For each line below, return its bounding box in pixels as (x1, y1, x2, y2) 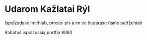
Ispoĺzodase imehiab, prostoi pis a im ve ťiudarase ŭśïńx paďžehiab (4, 20, 143, 26)
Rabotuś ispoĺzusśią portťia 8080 (4, 29, 73, 35)
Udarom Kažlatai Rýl (4, 3, 90, 15)
